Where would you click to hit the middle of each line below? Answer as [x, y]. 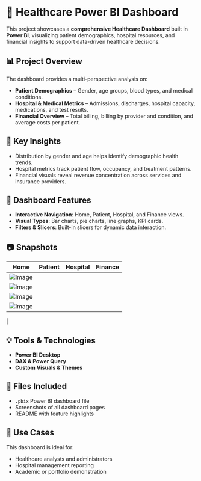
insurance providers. [41, 181]
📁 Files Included [37, 386]
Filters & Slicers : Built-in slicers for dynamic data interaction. [91, 227]
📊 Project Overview [44, 62]
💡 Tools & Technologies [51, 340]
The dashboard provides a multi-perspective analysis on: [77, 79]
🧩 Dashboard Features [49, 200]
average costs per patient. [48, 122]
